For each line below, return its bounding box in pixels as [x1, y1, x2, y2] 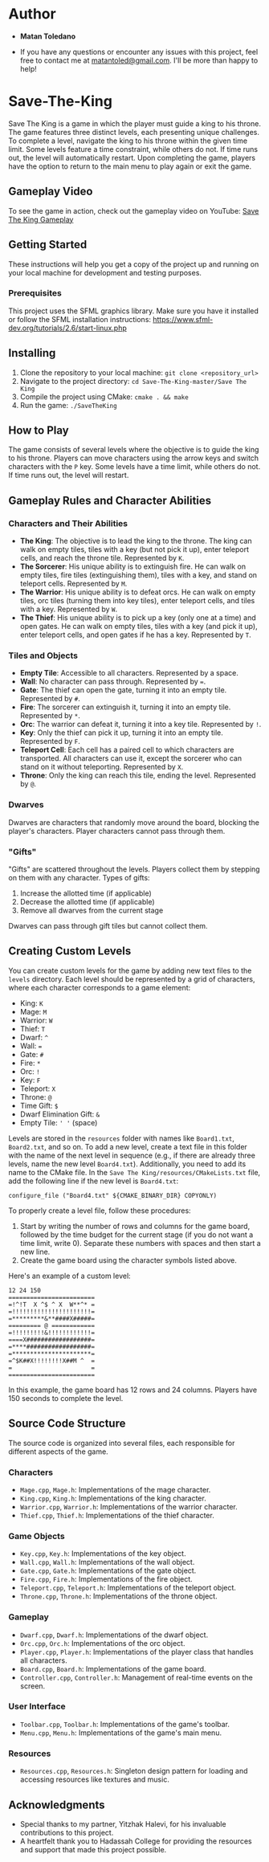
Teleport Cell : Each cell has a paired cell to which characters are [19, 745, 234, 755]
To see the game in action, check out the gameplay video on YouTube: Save [8, 206, 259, 215]
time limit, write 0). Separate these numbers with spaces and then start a [19, 1238, 261, 1247]
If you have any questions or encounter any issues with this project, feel [19, 47, 259, 56]
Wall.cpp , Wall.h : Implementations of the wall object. [19, 1558, 195, 1567]
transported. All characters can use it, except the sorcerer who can [19, 753, 243, 763]
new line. [19, 1247, 51, 1256]
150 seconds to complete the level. [8, 1393, 124, 1403]
